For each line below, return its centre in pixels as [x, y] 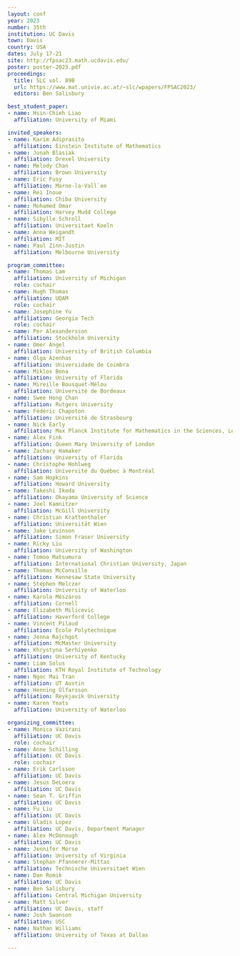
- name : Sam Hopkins [38, 478]
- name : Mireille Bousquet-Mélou [57, 385]
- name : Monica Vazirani [44, 729]
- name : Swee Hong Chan [43, 398]
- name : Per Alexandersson [47, 332]
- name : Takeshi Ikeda [41, 491]
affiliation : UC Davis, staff [59, 909]
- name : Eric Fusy [35, 179]
